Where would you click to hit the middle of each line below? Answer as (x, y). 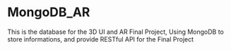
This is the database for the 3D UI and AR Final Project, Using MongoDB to (116, 32)
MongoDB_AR (49, 12)
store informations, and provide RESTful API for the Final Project (101, 39)
